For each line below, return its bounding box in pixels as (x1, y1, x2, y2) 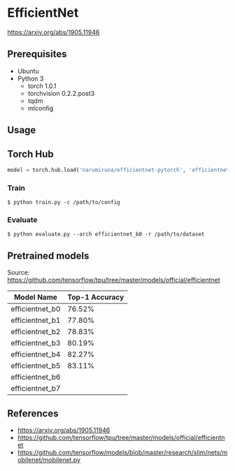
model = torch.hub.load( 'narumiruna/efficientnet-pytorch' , (7, 166, 187, 173)
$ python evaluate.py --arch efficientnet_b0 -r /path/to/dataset (7, 231, 205, 238)
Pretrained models (7, 249, 90, 261)
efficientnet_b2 (10, 327, 61, 337)
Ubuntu (17, 66, 40, 75)
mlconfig (27, 103, 54, 113)
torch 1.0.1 (27, 82, 57, 90)
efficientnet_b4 (10, 349, 61, 359)
